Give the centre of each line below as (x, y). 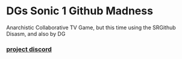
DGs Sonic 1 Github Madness (80, 11)
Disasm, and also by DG (36, 33)
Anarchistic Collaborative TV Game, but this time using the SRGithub (91, 27)
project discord (29, 49)
